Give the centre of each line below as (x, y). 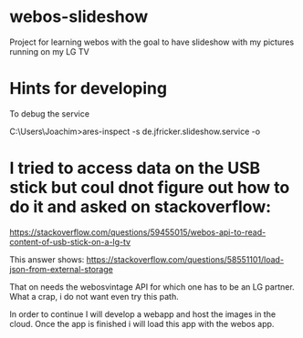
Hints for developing (88, 89)
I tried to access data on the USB (135, 168)
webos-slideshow (79, 17)
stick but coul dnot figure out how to (150, 188)
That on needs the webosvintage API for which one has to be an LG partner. (152, 287)
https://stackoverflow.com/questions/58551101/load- (185, 259)
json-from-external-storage (62, 269)
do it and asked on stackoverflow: (141, 207)
